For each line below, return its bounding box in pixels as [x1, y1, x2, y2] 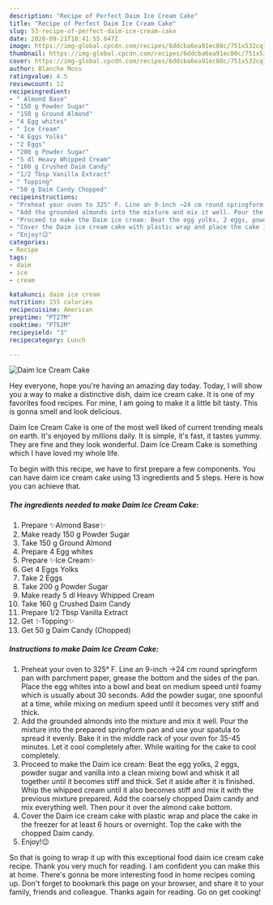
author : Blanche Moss [9, 65, 83, 73]
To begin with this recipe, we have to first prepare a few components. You [9, 464, 256, 474]
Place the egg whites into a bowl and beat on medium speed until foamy [20, 682, 262, 692]
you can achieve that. [9, 481, 81, 491]
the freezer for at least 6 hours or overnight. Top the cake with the [20, 820, 242, 830]
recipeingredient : [9, 87, 71, 96]
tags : [9, 253, 28, 261]
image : [9, 42, 32, 50]
